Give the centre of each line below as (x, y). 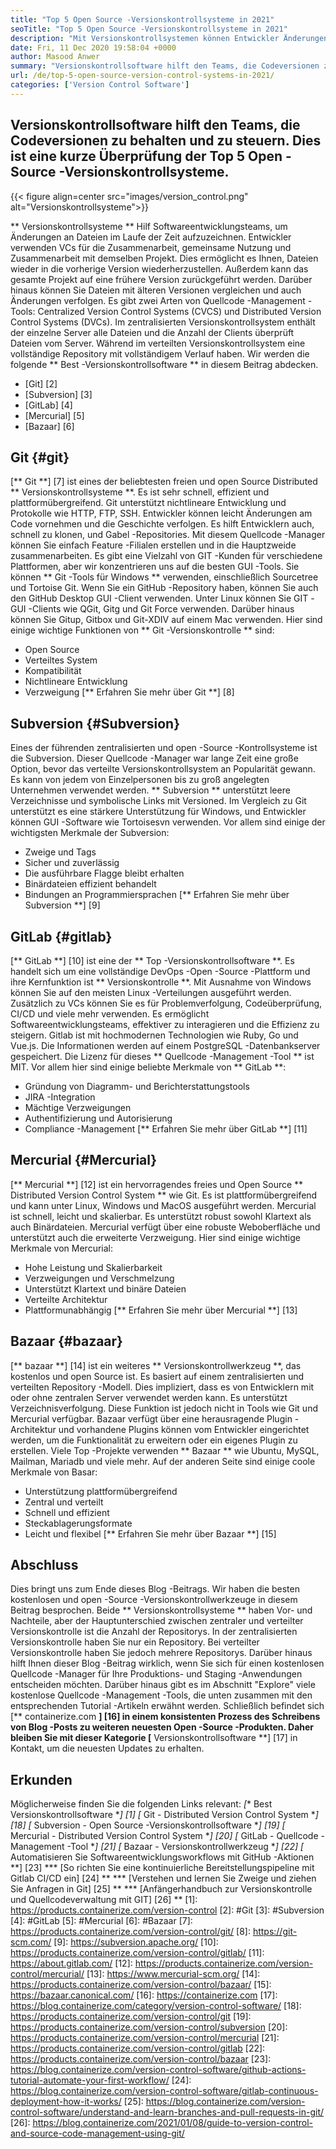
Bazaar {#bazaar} (66, 1341)
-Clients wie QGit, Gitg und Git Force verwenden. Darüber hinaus (161, 609)
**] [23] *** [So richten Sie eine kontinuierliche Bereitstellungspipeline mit (162, 1868)
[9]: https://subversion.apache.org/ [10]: (136, 1942)
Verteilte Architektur (66, 1299)
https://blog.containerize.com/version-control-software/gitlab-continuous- (164, 2091)
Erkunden (41, 1779)
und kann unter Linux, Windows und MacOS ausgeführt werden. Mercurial (163, 1205)
